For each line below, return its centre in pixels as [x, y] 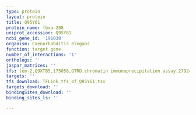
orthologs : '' [23, 60]
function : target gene [34, 49]
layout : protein [26, 17]
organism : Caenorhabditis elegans [48, 44]
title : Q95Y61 [23, 22]
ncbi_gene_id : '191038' [35, 38]
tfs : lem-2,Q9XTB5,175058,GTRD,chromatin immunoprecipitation [83, 71]
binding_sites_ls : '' [32, 98]
